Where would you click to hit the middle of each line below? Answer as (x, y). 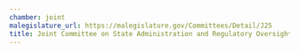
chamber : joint (37, 17)
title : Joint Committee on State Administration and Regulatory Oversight (151, 33)
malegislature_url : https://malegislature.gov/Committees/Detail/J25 (141, 26)
